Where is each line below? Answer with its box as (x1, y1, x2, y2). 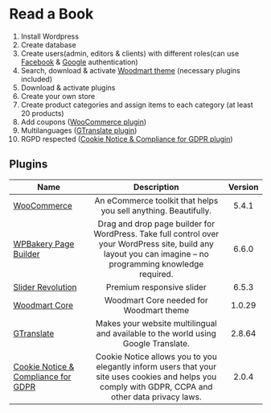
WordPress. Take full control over (93, 228, 220, 239)
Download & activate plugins (20, 82, 116, 93)
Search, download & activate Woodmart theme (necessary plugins (20, 65, 240, 75)
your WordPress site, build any (98, 238, 214, 250)
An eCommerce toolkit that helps (94, 195, 219, 206)
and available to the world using (96, 328, 216, 339)
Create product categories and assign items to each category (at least (20, 100, 254, 109)
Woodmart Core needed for (104, 295, 208, 306)
